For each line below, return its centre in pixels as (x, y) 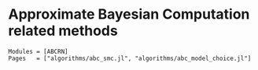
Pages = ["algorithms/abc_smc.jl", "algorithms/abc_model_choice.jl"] (130, 58)
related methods (63, 31)
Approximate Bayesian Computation (129, 14)
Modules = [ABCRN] (38, 51)
